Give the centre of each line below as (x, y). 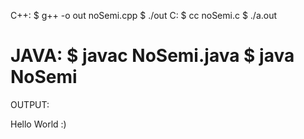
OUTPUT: (30, 104)
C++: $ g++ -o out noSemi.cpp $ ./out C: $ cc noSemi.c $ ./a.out (144, 15)
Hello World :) (38, 124)
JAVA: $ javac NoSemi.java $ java (152, 56)
